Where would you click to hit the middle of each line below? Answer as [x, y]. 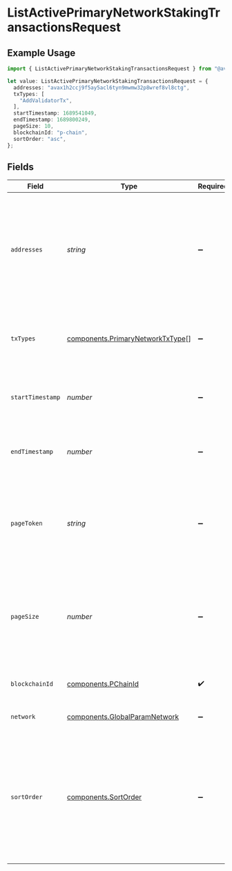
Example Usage [41, 53]
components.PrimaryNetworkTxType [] [129, 338]
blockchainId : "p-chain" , [51, 133]
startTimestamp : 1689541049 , [55, 113]
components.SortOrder [104, 797]
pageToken [27, 524]
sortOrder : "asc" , [40, 139]
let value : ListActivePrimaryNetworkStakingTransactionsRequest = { [108, 81]
